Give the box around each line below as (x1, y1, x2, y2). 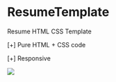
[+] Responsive (7, 54, 51, 63)
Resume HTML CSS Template (7, 27, 92, 35)
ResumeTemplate (7, 4, 110, 20)
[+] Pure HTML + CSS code (7, 40, 86, 49)
